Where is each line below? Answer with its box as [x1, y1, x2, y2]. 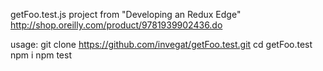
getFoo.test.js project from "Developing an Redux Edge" [10, 9, 242, 20]
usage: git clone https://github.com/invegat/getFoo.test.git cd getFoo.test [10, 39, 313, 50]
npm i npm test [10, 49, 72, 61]
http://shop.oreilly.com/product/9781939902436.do [10, 19, 223, 31]
